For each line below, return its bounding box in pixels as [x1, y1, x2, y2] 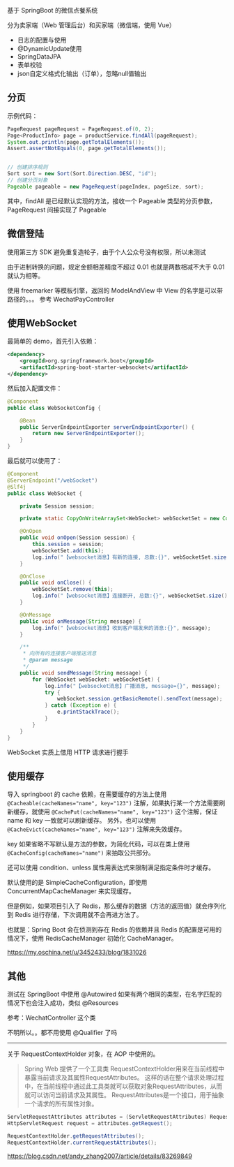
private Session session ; [19, 502, 95, 510]
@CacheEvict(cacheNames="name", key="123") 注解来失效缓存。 [7, 825, 186, 833]
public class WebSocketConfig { [7, 404, 101, 411]
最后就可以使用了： [7, 457, 63, 465]
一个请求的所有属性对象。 [24, 1099, 98, 1108]
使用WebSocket [7, 317, 77, 330]
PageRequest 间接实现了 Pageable [7, 205, 107, 214]
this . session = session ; [32, 541, 104, 548]
